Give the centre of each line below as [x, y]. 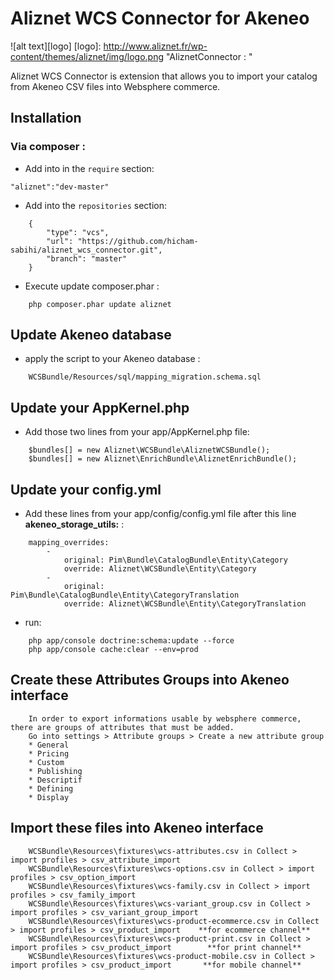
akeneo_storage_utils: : [74, 524]
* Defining [51, 788]
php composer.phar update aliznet [100, 304]
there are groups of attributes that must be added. [122, 727]
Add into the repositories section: [96, 205]
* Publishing [55, 771]
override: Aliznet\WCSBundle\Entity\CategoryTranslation [185, 604]
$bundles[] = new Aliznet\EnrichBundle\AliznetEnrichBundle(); [163, 459]
